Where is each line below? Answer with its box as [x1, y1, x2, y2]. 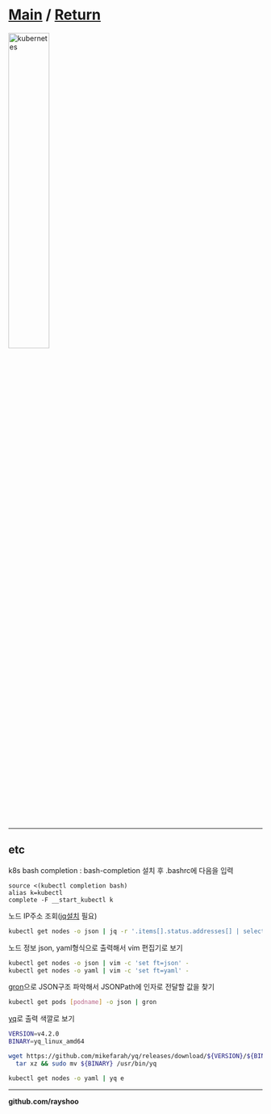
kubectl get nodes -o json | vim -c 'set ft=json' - [8, 959, 190, 967]
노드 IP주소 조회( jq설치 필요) [8, 911, 98, 921]
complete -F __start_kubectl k [8, 896, 114, 904]
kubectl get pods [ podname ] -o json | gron [8, 998, 157, 1006]
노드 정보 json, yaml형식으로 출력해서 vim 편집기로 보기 [8, 943, 183, 952]
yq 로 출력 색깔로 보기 [8, 1014, 75, 1023]
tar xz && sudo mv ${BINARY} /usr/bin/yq [15, 1059, 157, 1068]
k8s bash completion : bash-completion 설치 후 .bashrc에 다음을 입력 [8, 865, 234, 875]
